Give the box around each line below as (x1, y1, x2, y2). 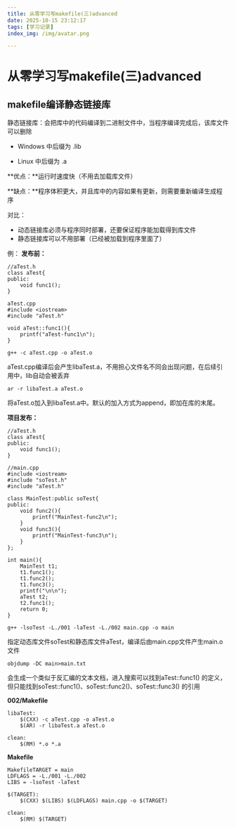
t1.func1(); (20, 569, 55, 576)
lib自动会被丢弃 (25, 372, 70, 380)
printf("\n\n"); (20, 587, 68, 594)
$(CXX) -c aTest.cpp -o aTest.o (20, 716, 114, 724)
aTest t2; (20, 594, 49, 601)
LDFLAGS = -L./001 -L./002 (7, 773, 86, 780)
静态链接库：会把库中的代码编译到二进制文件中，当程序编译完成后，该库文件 (7, 119, 229, 127)
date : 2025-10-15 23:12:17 (7, 17, 86, 24)
